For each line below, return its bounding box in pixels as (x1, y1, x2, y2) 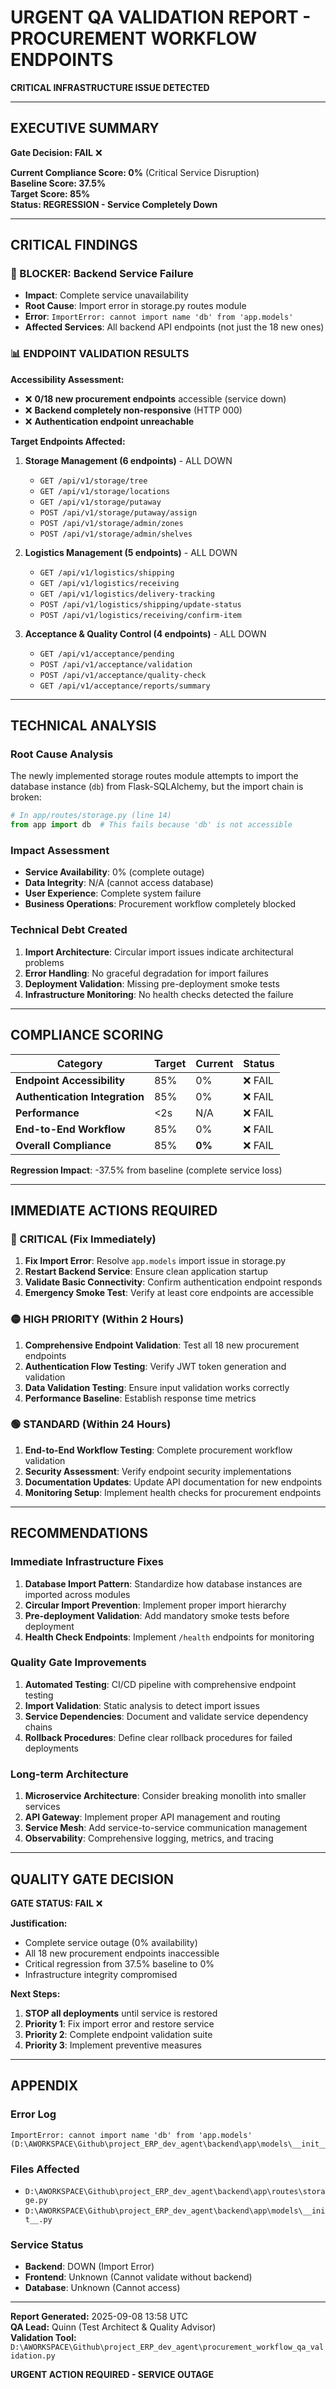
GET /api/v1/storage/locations (39, 486, 171, 496)
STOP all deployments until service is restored (24, 2007, 218, 2019)
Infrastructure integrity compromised (24, 1968, 178, 1980)
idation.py (10, 2351, 56, 2361)
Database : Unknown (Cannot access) (24, 2282, 181, 2294)
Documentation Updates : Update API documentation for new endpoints (24, 1476, 323, 1488)
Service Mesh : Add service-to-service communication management (24, 1822, 308, 1834)
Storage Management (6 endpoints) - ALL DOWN (24, 454, 233, 466)
